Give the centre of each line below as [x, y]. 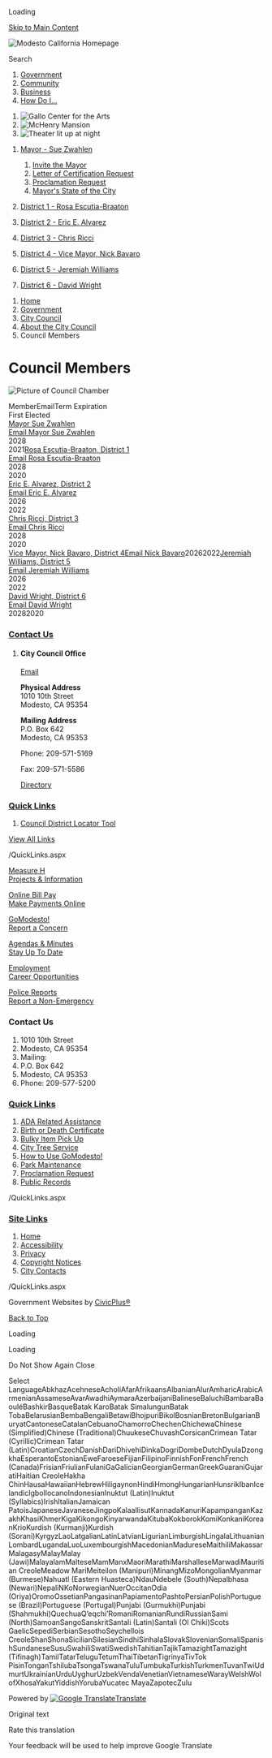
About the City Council [58, 327]
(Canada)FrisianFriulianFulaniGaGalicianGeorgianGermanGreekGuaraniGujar [136, 1467]
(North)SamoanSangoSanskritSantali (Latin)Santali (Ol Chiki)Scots [119, 1622]
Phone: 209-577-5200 [58, 1083]
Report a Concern [38, 928]
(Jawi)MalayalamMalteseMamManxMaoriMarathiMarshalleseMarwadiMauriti [136, 1562]
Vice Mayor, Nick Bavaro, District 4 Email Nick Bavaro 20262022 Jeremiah [130, 553]
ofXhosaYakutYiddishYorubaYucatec [69, 1683]
